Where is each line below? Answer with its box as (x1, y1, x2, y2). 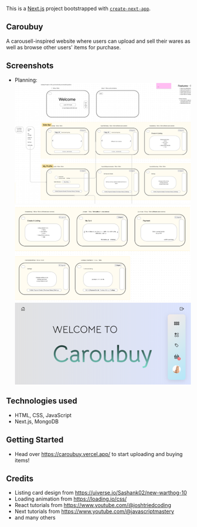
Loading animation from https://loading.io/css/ (14, 495, 127, 502)
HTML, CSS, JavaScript (14, 411, 72, 418)
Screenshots (6, 61, 54, 71)
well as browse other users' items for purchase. (6, 43, 121, 50)
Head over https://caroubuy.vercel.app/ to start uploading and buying (14, 450, 183, 457)
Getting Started (6, 435, 64, 445)
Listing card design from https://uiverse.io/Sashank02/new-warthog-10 (14, 489, 188, 496)
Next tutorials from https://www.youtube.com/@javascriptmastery (14, 508, 175, 515)
